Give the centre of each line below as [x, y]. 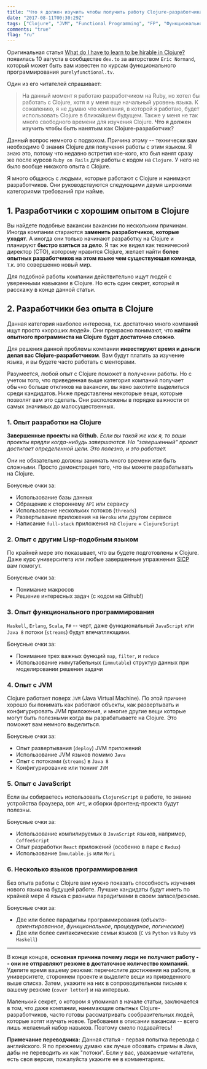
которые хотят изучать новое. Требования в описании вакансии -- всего [103, 1021]
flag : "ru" [21, 35]
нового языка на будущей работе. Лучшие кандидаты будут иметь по [98, 889]
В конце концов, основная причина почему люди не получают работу [101, 957]
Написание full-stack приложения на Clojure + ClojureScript [97, 523]
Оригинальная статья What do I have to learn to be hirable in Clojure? [96, 52]
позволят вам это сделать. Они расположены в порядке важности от [98, 399]
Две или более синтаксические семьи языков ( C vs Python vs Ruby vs [106, 933]
